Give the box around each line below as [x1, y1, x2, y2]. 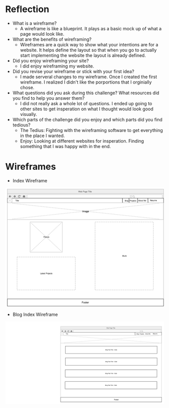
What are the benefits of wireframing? [12, 36, 92, 42]
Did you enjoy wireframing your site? [12, 57, 89, 63]
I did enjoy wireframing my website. [20, 63, 94, 69]
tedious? [12, 122, 31, 128]
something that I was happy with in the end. [20, 143, 111, 149]
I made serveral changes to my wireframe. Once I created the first [20, 74, 157, 80]
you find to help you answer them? [12, 95, 85, 101]
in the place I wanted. [20, 132, 65, 139]
